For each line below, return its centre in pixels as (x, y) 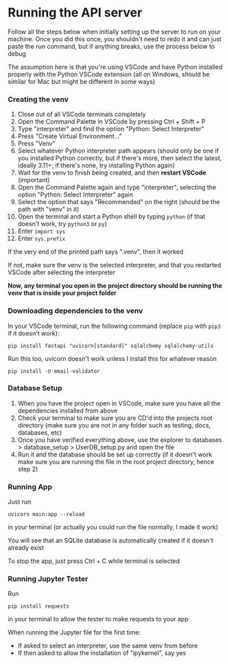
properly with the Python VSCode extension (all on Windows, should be (109, 74)
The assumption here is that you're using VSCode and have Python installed (115, 67)
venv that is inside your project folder (62, 293)
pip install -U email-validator (54, 371)
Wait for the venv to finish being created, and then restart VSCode (112, 173)
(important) (34, 180)
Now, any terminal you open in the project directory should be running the (115, 286)
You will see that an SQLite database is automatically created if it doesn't (110, 540)
